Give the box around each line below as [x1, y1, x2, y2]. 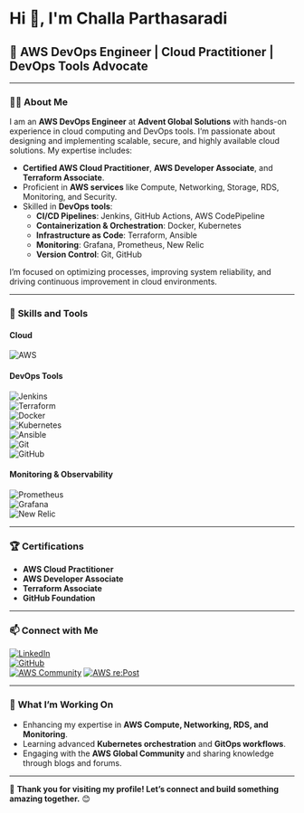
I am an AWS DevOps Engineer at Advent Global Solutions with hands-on [9, 117, 288, 128]
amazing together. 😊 [9, 793, 90, 804]
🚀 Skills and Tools [9, 307, 89, 320]
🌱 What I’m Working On [9, 698, 114, 711]
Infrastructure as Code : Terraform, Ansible [35, 230, 197, 241]
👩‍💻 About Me [9, 95, 68, 108]
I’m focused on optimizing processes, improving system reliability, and [9, 267, 271, 278]
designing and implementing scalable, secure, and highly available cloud [9, 136, 280, 147]
